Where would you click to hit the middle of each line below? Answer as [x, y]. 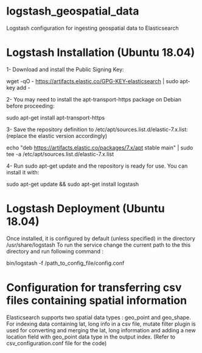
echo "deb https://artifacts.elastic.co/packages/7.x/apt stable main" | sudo [100, 148]
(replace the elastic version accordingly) [57, 135]
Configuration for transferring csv [94, 287]
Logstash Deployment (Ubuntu [86, 209]
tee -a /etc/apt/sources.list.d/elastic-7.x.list [60, 154]
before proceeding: [30, 106]
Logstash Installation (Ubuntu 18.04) [101, 53]
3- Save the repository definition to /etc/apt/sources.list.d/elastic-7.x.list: [97, 129]
